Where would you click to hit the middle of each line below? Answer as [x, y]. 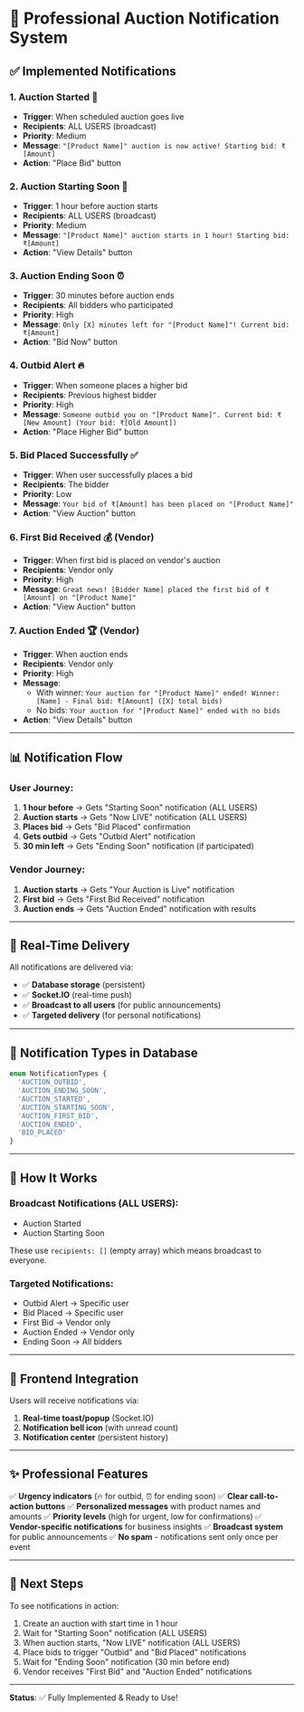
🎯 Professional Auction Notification [144, 19]
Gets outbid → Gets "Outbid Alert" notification [109, 837]
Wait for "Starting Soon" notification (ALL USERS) [115, 1632]
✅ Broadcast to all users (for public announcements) [122, 1005]
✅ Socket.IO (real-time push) [77, 995]
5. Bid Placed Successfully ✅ [74, 454]
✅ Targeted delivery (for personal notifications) [112, 1015]
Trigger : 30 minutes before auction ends [98, 296]
